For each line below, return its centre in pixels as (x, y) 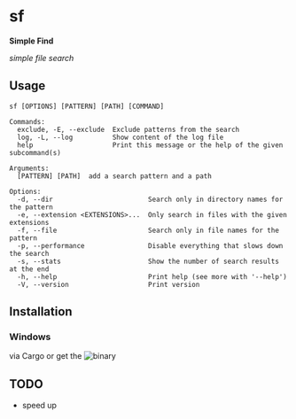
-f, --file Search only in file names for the (148, 230)
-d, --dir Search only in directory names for (150, 199)
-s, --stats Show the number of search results (148, 261)
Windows (30, 337)
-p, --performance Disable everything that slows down (150, 245)
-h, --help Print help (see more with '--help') (152, 276)
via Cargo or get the (46, 356)
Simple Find (31, 41)
